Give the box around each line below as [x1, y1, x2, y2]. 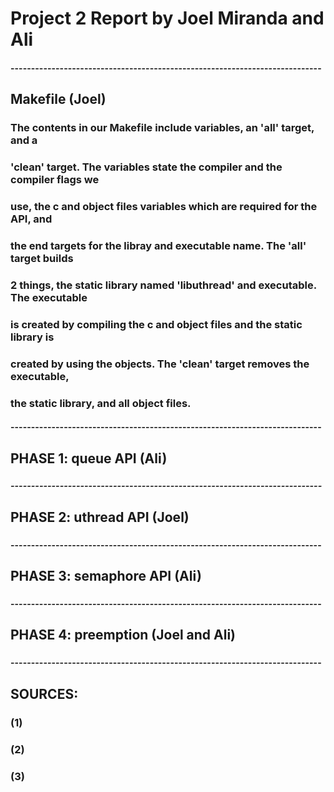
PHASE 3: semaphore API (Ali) [10, 568, 202, 585]
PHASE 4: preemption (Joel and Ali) [10, 627, 237, 644]
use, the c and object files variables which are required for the [10, 199, 318, 213]
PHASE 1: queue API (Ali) [10, 450, 168, 467]
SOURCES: [10, 685, 79, 702]
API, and [10, 212, 53, 226]
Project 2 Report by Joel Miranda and [10, 7, 325, 30]
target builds [10, 251, 74, 265]
